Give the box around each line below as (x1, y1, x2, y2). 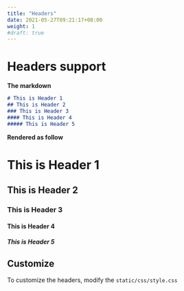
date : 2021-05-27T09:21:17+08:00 (7, 17, 103, 23)
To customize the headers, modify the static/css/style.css (7, 276, 178, 284)
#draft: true (7, 29, 45, 36)
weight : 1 (7, 23, 36, 30)
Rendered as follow (7, 133, 64, 141)
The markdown (7, 82, 51, 90)
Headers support (7, 59, 106, 74)
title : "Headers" (7, 10, 57, 17)
